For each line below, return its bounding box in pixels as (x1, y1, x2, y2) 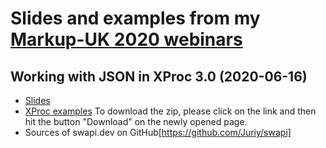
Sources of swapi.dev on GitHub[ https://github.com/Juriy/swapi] (24, 127, 292, 138)
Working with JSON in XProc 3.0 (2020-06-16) (10, 68, 308, 85)
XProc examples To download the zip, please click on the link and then (24, 105, 317, 117)
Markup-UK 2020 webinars (10, 28, 243, 51)
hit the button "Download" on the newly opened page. (24, 116, 248, 127)
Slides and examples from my (10, 7, 261, 30)
